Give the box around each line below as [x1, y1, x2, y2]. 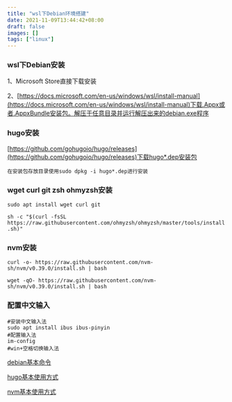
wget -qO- [7, 277, 36, 284]
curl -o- [7, 259, 33, 266]
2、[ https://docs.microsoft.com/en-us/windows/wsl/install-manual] [7, 91, 200, 101]
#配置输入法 [7, 331, 37, 338]
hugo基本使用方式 [7, 372, 59, 381]
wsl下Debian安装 [7, 60, 65, 70]
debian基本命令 [7, 358, 51, 366]
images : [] [7, 29, 39, 37]
